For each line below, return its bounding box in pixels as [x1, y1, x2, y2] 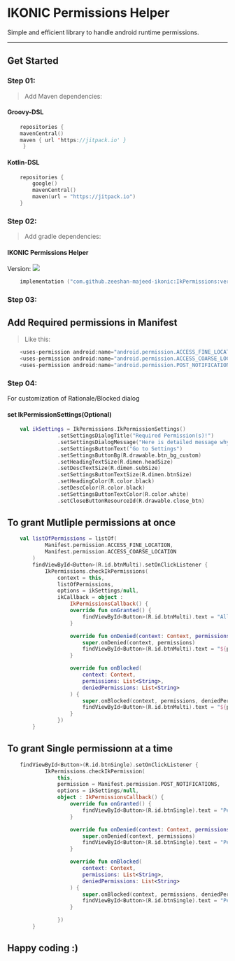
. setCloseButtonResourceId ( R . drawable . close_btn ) [57, 497, 205, 504]
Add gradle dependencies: [24, 233, 101, 241]
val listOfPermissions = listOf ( [20, 535, 117, 542]
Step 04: [7, 378, 38, 388]
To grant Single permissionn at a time [7, 742, 173, 754]
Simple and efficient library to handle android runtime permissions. [7, 28, 199, 36]
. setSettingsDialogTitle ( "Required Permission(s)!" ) [57, 432, 215, 439]
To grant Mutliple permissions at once [7, 517, 176, 529]
